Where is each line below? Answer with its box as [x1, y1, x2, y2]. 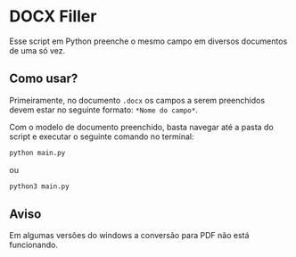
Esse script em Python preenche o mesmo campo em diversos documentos [9, 36, 288, 46]
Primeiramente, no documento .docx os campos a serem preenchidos [9, 95, 266, 105]
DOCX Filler [9, 6, 97, 27]
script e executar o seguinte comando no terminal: [9, 131, 194, 142]
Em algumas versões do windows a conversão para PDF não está [9, 230, 250, 241]
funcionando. [9, 239, 58, 251]
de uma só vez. [9, 45, 66, 55]
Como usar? [9, 71, 78, 87]
